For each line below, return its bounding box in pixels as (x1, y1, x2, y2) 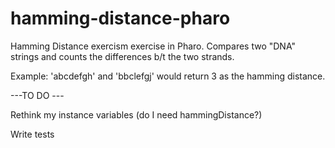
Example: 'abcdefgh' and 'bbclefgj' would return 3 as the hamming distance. (10, 70, 326, 82)
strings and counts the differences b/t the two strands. (10, 50, 235, 62)
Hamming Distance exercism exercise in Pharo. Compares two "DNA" (10, 40, 296, 52)
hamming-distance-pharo (10, 7, 231, 30)
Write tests (10, 128, 55, 140)
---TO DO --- (10, 89, 65, 101)
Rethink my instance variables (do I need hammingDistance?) (10, 108, 263, 121)
